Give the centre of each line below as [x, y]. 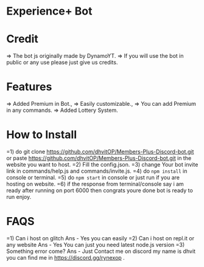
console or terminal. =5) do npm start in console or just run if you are [93, 177]
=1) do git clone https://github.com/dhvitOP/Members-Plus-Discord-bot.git [100, 151]
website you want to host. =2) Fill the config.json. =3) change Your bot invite [102, 165]
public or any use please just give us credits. [62, 63]
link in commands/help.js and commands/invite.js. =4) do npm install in [97, 171]
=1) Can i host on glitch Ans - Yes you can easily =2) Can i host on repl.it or [100, 238]
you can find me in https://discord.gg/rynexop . [65, 257]
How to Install [42, 135]
